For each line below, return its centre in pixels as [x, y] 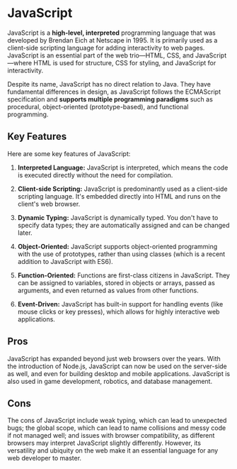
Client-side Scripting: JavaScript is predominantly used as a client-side [122, 189]
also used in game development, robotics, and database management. [110, 381]
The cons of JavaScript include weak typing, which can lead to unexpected [117, 421]
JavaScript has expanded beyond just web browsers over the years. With [114, 358]
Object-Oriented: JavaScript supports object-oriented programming [117, 246]
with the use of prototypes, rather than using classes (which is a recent [121, 254]
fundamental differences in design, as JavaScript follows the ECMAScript [114, 92]
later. [25, 233]
